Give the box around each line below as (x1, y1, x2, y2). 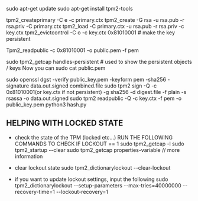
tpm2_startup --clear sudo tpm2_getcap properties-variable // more (14, 146, 180, 153)
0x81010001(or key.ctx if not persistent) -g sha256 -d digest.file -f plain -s (6, 89, 187, 95)
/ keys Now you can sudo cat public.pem (6, 64, 106, 72)
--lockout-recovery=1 (56, 188, 108, 195)
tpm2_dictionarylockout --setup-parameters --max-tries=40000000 (14, 181, 181, 189)
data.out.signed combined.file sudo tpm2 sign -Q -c (30, 82, 157, 89)
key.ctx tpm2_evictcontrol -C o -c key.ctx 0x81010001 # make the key (6, 29, 176, 36)
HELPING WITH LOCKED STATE (6, 118, 124, 128)
